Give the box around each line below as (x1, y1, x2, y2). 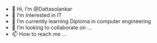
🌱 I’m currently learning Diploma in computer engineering (11, 18, 152, 24)
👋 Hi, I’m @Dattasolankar (11, 6, 73, 12)
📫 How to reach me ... (11, 31, 67, 37)
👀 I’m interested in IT (11, 12, 62, 19)
